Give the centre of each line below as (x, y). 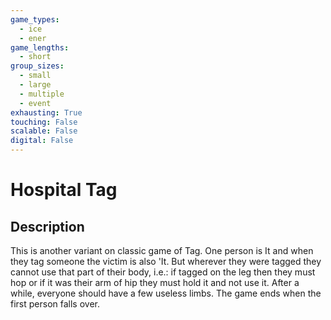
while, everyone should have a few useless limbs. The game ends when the (166, 293)
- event (35, 103)
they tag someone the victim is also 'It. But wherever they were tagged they (166, 261)
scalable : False (44, 131)
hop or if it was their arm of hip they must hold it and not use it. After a (155, 282)
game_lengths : (40, 47)
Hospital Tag (64, 190)
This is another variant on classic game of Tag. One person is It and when (162, 250)
